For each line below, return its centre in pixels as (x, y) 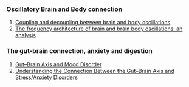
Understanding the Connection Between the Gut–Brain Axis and (94, 71)
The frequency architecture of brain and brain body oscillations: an (99, 29)
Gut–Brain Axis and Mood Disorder (58, 64)
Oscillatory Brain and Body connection (64, 9)
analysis (26, 35)
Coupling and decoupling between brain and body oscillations (93, 23)
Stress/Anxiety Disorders (46, 77)
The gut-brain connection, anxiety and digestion (80, 51)
